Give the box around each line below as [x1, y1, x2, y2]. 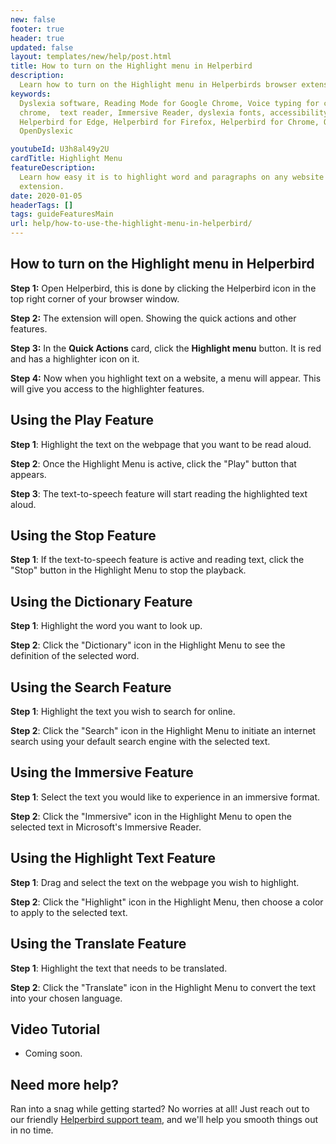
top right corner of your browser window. [10, 292, 180, 305]
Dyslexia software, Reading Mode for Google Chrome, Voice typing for [19, 98, 320, 108]
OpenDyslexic [19, 126, 74, 136]
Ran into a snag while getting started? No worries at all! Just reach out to [10, 1103, 310, 1115]
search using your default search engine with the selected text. [10, 736, 271, 748]
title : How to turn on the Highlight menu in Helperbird [10, 61, 253, 71]
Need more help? [10, 1076, 120, 1093]
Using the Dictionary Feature [10, 593, 193, 610]
